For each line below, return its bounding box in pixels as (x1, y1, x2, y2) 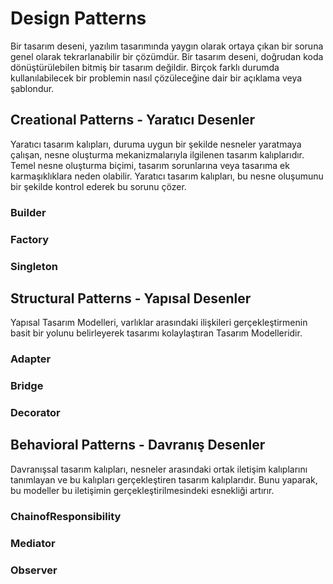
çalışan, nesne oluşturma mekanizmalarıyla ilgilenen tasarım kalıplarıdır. (10, 148, 305, 161)
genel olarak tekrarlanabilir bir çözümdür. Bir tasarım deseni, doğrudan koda (10, 50, 324, 62)
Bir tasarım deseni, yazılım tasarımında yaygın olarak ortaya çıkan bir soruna (10, 40, 324, 52)
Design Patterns (10, 7, 147, 30)
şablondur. (10, 82, 55, 94)
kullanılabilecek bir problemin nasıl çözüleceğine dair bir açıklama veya (10, 72, 303, 84)
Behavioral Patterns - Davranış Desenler (10, 437, 266, 454)
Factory (10, 232, 50, 246)
